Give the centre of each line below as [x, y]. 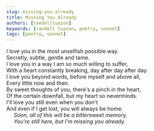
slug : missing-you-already [40, 12]
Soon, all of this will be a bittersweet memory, [71, 115]
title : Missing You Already [42, 17]
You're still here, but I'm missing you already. [69, 121]
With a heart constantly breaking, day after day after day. [77, 70]
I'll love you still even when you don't [52, 102]
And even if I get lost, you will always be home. [65, 109]
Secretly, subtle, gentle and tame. [48, 58]
